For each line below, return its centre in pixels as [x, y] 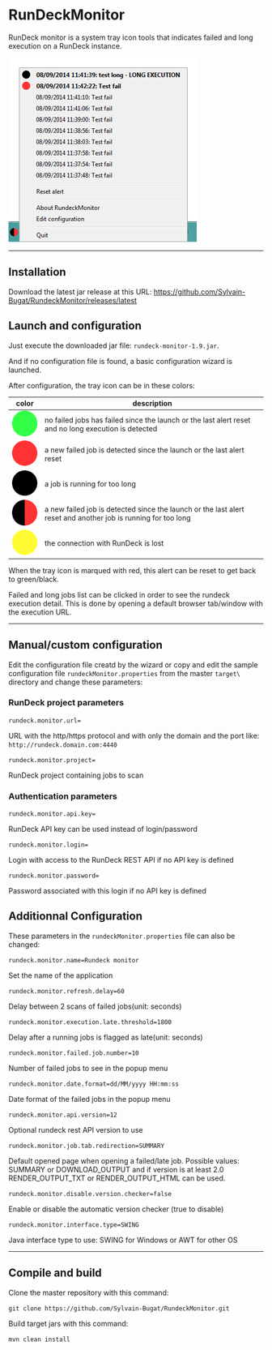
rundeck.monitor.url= [45, 720]
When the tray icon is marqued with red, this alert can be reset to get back [132, 570]
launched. [25, 370]
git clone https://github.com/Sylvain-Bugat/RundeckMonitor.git [119, 1308]
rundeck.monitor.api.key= [52, 814]
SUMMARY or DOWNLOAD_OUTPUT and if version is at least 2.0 [116, 1169]
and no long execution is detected [101, 429]
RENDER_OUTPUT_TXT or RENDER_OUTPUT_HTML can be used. [117, 1178]
